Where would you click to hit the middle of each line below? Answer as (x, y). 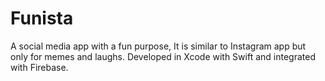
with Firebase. (39, 67)
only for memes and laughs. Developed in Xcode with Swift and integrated (163, 56)
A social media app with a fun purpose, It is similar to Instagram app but (158, 46)
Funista (42, 18)
